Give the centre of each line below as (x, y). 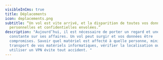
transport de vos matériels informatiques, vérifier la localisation (81, 45)
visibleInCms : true (25, 9)
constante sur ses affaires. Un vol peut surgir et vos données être (81, 37)
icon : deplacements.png (29, 18)
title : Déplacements (26, 14)
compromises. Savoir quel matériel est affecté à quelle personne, (79, 41)
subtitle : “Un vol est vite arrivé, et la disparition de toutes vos (77, 23)
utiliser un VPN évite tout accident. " (51, 50)
